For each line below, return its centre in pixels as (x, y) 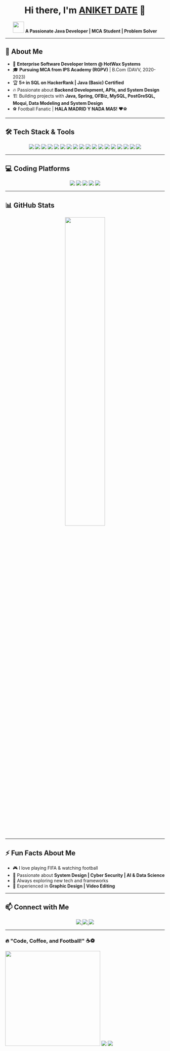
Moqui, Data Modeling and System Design (57, 103)
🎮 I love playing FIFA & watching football (55, 868)
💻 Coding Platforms (38, 168)
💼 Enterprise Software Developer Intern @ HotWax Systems (76, 64)
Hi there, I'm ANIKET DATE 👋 (85, 10)
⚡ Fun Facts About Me (40, 853)
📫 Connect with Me (37, 907)
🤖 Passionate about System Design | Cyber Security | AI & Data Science (89, 875)
